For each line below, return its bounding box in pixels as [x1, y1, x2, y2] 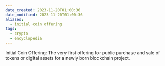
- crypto [10, 31, 28, 36]
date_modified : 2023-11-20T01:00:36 [5, 12, 83, 17]
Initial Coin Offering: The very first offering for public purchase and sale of [5, 49, 160, 56]
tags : [5, 26, 17, 31]
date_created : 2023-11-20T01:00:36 [5, 7, 81, 13]
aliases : [5, 17, 24, 22]
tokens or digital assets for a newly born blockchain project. [5, 55, 130, 61]
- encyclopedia [10, 36, 42, 41]
